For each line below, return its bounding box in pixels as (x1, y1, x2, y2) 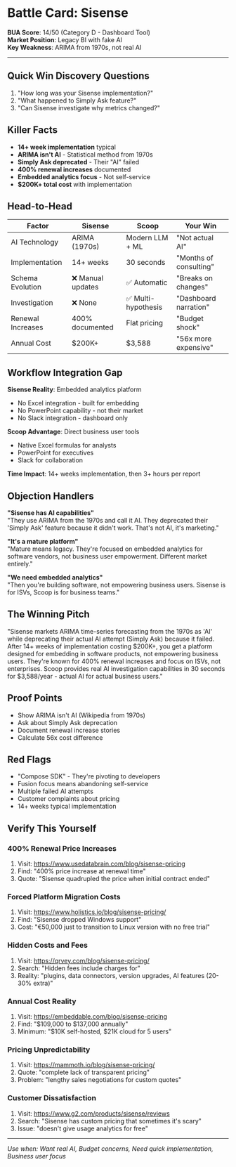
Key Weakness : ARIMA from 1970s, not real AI (7, 43, 142, 51)
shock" (176, 322, 200, 332)
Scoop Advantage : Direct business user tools (7, 427, 140, 436)
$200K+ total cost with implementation (17, 180, 132, 188)
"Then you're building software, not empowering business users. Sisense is (7, 581, 226, 589)
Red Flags (7, 754, 51, 766)
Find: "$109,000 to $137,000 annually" (17, 1020, 129, 1029)
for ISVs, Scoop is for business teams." (7, 588, 120, 596)
